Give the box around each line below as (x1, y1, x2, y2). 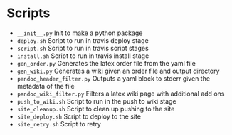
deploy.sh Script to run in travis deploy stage (16, 36, 149, 44)
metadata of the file (16, 81, 75, 90)
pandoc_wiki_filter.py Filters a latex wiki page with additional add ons (16, 89, 225, 98)
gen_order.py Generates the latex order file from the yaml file (16, 59, 196, 67)
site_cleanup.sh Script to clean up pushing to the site (16, 104, 175, 113)
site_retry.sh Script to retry (16, 119, 101, 128)
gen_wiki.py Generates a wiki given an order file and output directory (16, 66, 220, 75)
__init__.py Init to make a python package (16, 29, 143, 37)
